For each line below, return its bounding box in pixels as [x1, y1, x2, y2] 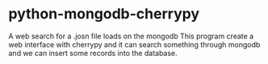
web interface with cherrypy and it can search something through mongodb [8, 39, 261, 49]
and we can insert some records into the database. [8, 48, 178, 58]
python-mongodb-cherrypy [8, 5, 200, 23]
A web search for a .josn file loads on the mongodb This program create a [8, 31, 254, 41]
